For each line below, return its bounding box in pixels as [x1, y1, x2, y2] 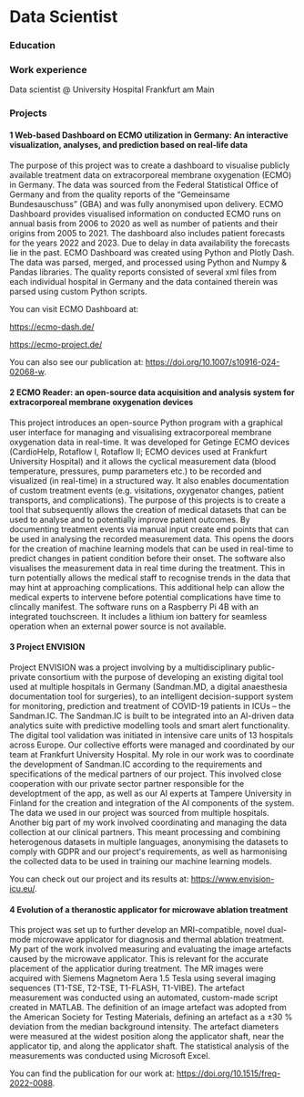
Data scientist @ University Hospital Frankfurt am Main [9, 84, 216, 95]
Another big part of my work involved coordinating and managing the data [9, 817, 288, 828]
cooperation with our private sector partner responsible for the [9, 778, 245, 789]
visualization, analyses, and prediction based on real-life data [9, 139, 248, 150]
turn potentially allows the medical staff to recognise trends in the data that [9, 572, 291, 583]
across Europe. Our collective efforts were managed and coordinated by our [9, 739, 295, 750]
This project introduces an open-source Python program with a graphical [9, 417, 284, 428]
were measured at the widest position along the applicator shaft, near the [9, 1031, 285, 1042]
